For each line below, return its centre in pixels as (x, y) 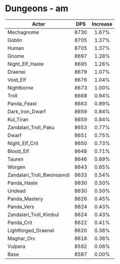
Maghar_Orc (21, 238)
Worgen (17, 167)
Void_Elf (17, 80)
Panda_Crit (20, 223)
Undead (17, 191)
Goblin (15, 40)
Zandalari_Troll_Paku (31, 127)
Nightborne (20, 87)
